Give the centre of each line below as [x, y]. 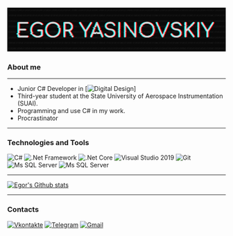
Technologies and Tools [48, 143]
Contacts [23, 210]
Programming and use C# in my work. [71, 111]
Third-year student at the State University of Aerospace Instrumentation [120, 96]
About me [24, 67]
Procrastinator [37, 118]
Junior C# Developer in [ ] [77, 89]
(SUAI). [27, 103]
